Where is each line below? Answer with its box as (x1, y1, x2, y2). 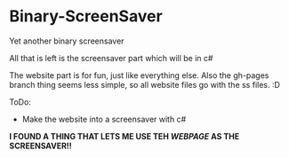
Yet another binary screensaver (9, 36, 124, 46)
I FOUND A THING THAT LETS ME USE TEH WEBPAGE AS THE (9, 130, 240, 141)
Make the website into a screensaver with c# (21, 114, 187, 124)
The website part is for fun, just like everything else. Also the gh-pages (9, 69, 269, 81)
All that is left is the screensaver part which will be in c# (9, 52, 213, 63)
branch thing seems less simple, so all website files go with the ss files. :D (9, 79, 280, 90)
